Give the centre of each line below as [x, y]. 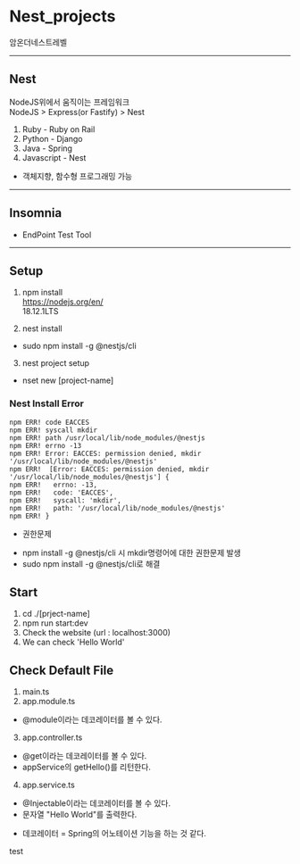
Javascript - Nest [54, 157]
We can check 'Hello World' [73, 642]
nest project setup [56, 363]
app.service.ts [49, 785]
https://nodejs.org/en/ [63, 302]
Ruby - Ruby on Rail [58, 129]
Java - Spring [47, 148]
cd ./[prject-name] [56, 614]
